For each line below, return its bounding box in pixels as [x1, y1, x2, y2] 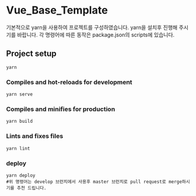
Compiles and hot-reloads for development [6, 78, 133, 86]
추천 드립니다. [17, 185, 47, 191]
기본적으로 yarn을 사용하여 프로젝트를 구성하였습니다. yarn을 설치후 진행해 [6, 24, 178, 31]
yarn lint [6, 145, 31, 151]
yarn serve [6, 92, 33, 97]
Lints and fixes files [6, 132, 64, 141]
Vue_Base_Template [6, 4, 108, 17]
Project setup [6, 48, 57, 59]
